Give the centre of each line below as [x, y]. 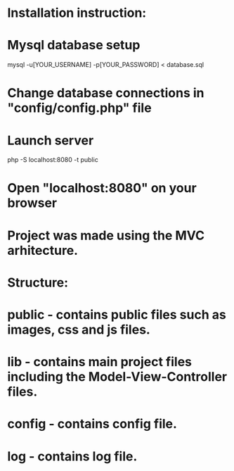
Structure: [38, 282]
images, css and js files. [79, 329]
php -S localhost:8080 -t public [53, 160]
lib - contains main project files [99, 362]
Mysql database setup [74, 45]
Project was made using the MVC [106, 235]
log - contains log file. [72, 456]
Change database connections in [106, 93]
